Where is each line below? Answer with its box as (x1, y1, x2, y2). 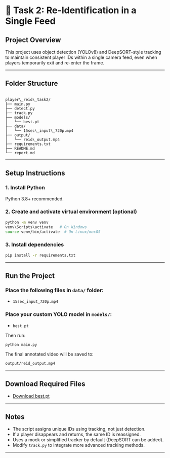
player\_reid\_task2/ (5, 97, 51, 102)
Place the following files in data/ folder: (5, 287, 104, 294)
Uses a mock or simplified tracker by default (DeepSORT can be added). (12, 437, 164, 443)
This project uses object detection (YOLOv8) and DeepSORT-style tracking (5, 49, 161, 55)
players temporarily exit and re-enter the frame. (5, 60, 105, 65)
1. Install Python (5, 184, 46, 191)
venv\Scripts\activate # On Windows (5, 224, 87, 230)
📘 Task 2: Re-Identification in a (5, 5, 137, 16)
